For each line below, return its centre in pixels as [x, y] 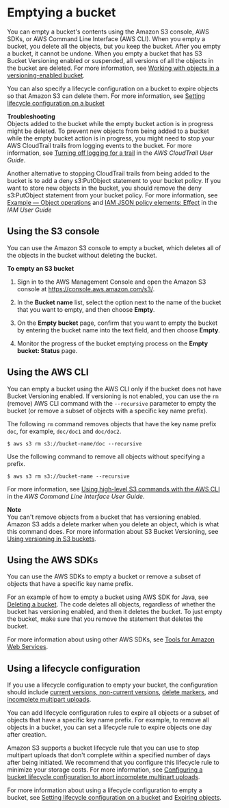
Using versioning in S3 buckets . [52, 539]
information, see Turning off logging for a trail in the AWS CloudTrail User [110, 153]
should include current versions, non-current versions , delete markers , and [113, 692]
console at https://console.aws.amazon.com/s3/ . [86, 289]
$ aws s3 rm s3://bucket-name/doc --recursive [75, 443]
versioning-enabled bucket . [46, 75]
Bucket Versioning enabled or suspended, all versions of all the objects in [110, 60]
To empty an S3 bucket [41, 268]
